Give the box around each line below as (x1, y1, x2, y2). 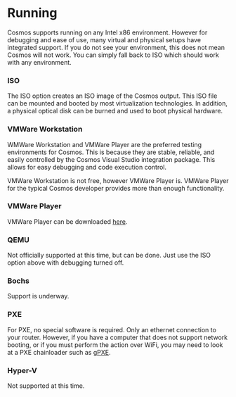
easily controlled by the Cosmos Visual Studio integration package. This (7, 155, 216, 163)
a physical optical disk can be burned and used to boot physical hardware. (7, 107, 223, 115)
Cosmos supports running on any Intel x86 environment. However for (7, 28, 208, 37)
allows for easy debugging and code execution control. (7, 163, 167, 171)
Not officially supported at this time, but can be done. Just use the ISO (7, 251, 211, 260)
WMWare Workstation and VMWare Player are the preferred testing (7, 140, 202, 149)
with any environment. (7, 58, 72, 66)
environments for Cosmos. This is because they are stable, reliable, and (7, 148, 215, 156)
